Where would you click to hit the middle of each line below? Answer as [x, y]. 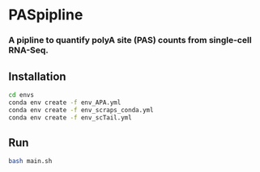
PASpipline [46, 15]
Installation [37, 76]
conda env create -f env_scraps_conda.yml [81, 110]
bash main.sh [30, 162]
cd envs [21, 94]
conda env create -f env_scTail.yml [70, 117]
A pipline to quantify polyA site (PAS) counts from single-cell [130, 40]
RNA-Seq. [28, 50]
